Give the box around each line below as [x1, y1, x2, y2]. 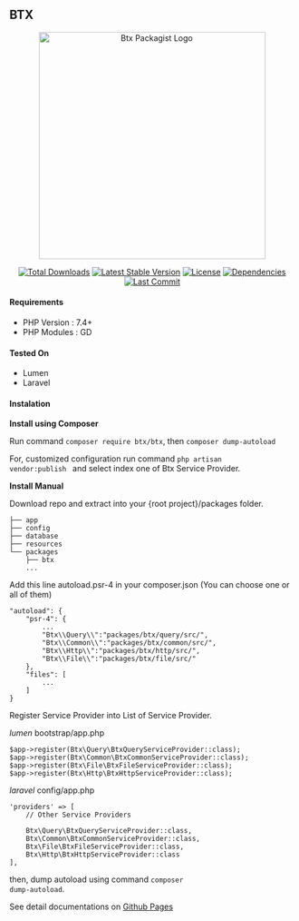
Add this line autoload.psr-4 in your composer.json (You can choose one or [9, 579, 290, 590]
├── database [9, 531, 59, 541]
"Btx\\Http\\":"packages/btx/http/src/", [42, 647, 201, 656]
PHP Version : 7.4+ [22, 317, 93, 328]
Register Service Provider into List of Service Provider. [9, 710, 213, 721]
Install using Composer [9, 418, 99, 430]
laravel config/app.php [9, 785, 95, 796]
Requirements [9, 297, 64, 308]
